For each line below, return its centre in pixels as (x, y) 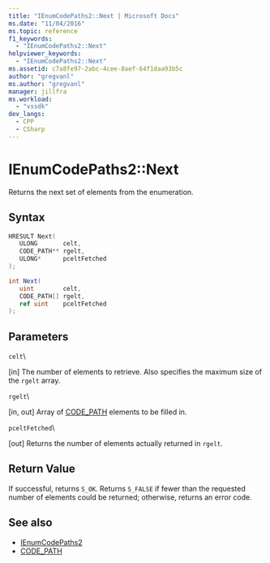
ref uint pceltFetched (63, 304)
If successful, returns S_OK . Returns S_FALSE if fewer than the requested (127, 488)
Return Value (42, 469)
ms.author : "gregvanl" (47, 84)
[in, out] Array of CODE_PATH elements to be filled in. (98, 412)
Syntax (27, 217)
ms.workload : (30, 99)
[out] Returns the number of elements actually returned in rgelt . (116, 444)
